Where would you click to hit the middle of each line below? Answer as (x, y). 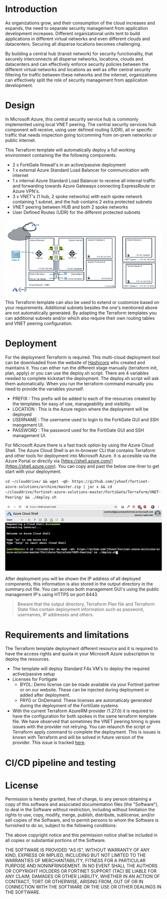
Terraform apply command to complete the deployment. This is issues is (86, 732)
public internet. (21, 140)
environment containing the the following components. (61, 155)
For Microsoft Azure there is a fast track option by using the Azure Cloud (80, 445)
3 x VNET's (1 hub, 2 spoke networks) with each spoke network (77, 196)
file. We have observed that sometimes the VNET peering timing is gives (86, 722)
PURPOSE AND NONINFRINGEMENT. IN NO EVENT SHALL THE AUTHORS (82, 866)
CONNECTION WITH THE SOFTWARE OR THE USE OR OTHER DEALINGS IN (83, 887)
